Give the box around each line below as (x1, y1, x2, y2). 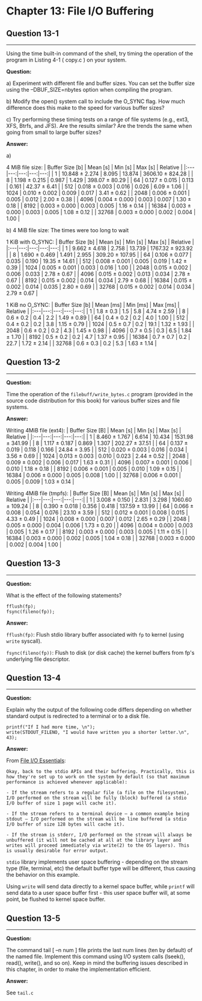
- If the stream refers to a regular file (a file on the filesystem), (6, 790, 189, 796)
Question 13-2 (6, 357, 61, 367)
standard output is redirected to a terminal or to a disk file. (6, 713, 150, 720)
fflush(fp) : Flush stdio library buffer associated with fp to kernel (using (6, 631, 185, 638)
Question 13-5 (6, 913, 61, 923)
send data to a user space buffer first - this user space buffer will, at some (6, 889, 191, 897)
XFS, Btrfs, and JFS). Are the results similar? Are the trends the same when (6, 122, 192, 129)
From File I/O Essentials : (6, 757, 66, 764)
